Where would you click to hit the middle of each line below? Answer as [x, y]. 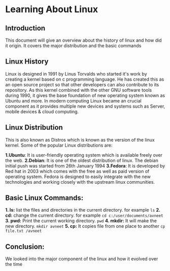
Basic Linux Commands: [44, 198]
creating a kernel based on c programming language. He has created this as [85, 79]
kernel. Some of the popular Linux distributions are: [59, 145]
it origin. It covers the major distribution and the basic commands [73, 46]
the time [14, 264]
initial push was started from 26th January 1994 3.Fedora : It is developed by [85, 165]
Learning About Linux [52, 9]
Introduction [25, 28]
